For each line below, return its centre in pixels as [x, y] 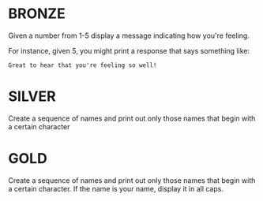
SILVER [32, 97]
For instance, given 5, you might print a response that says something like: [129, 50]
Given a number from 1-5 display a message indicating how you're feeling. [129, 35]
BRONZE [37, 14]
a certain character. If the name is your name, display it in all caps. [116, 188]
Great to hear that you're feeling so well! [83, 65]
